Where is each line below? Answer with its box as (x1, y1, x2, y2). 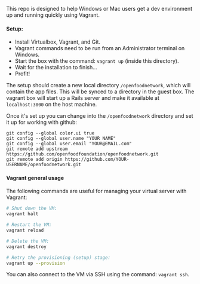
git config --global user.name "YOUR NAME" (6, 136, 116, 142)
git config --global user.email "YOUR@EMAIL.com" (6, 141, 133, 147)
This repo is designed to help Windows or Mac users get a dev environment (6, 5, 193, 12)
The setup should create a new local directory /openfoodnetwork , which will (6, 82, 191, 89)
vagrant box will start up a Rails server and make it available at (6, 94, 159, 102)
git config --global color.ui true (6, 130, 95, 136)
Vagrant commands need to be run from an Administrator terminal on (14, 45, 185, 52)
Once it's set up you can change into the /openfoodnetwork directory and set (6, 112, 193, 120)
